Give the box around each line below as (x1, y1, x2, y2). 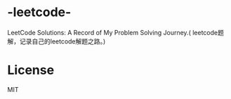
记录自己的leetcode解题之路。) (19, 37, 106, 46)
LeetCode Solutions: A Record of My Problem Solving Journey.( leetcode (7, 28, 218, 37)
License (7, 62, 55, 78)
